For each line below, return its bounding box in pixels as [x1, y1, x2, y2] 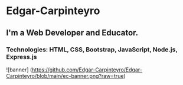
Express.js [6, 53, 37, 61]
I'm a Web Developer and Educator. [6, 28, 139, 38]
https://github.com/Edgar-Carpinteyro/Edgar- [31, 66, 143, 73]
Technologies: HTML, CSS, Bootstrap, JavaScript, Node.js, [6, 45, 178, 54]
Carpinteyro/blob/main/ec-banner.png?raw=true [6, 72, 124, 79]
